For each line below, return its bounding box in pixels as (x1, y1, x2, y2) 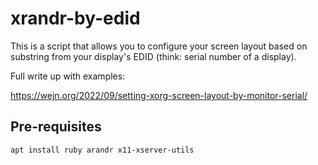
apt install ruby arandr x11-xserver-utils (10, 145, 195, 155)
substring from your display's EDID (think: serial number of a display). (10, 50, 297, 62)
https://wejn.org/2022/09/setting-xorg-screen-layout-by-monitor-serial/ (10, 89, 308, 101)
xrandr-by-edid (10, 7, 141, 30)
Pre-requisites (10, 118, 102, 136)
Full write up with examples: (10, 70, 126, 82)
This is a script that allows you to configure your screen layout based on (10, 40, 308, 52)
